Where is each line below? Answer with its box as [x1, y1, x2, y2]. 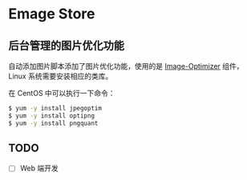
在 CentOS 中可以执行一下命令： [8, 89, 115, 98]
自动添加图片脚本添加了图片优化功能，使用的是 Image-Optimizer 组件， [8, 62, 244, 70]
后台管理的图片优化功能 [8, 38, 124, 52]
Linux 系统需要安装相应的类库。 [8, 71, 113, 81]
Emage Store [8, 5, 95, 23]
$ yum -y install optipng [8, 111, 95, 120]
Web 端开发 [19, 163, 59, 173]
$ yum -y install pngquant [8, 119, 99, 127]
